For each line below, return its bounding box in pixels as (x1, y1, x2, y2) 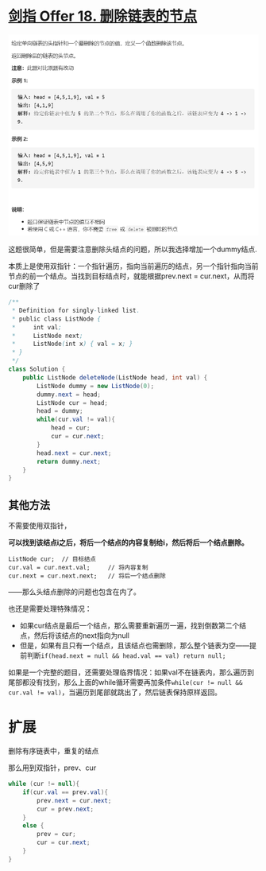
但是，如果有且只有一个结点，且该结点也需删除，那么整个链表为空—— (19, 641, 250, 651)
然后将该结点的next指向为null (33, 631, 129, 640)
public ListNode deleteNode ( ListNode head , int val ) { (22, 373, 208, 382)
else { (22, 822, 44, 830)
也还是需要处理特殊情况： (8, 604, 92, 613)
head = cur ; (50, 424, 91, 432)
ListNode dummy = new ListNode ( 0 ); (37, 382, 155, 390)
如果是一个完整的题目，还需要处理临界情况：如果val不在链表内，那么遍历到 (8, 667, 255, 677)
